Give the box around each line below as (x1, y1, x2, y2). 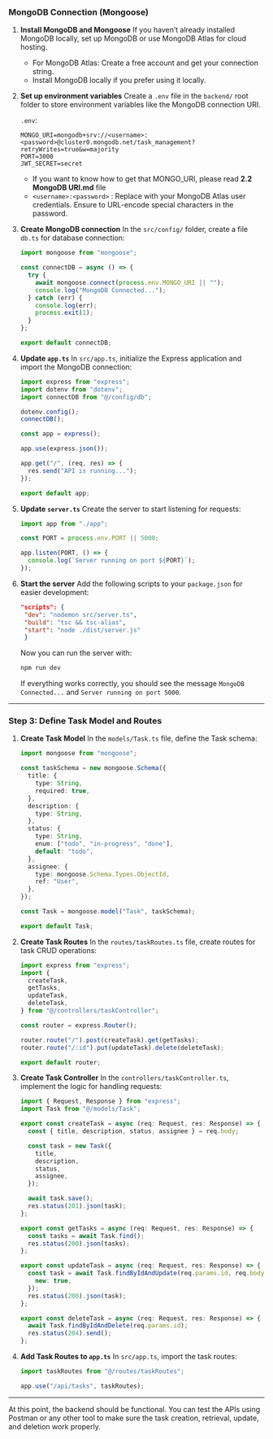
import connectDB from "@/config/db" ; (19, 393, 152, 401)
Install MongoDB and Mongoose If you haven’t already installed (19, 25, 236, 35)
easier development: (19, 587, 89, 597)
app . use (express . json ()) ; (19, 444, 108, 453)
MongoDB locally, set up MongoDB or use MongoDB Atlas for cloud (19, 33, 246, 43)
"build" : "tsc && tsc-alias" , (24, 618, 127, 627)
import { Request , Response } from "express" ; (19, 1097, 181, 1105)
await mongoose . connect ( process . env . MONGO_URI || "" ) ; (35, 278, 225, 286)
